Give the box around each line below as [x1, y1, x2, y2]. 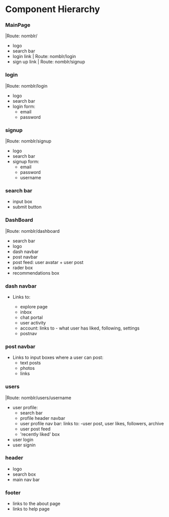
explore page [20, 303, 48, 309]
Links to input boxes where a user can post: [12, 354, 103, 361]
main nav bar [12, 476, 40, 482]
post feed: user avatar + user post [12, 259, 84, 265]
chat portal [20, 314, 43, 320]
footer [5, 489, 21, 496]
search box [12, 471, 36, 477]
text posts [20, 360, 41, 366]
